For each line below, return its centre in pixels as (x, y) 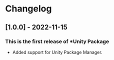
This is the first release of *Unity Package (57, 41)
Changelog (28, 9)
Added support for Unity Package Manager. (57, 52)
